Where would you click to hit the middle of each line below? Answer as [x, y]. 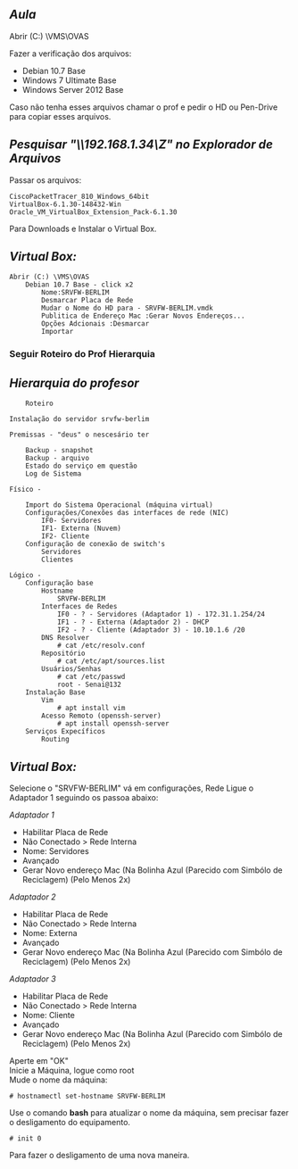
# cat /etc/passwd [91, 677]
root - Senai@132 [89, 685]
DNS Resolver [66, 638]
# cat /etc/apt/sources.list [111, 661]
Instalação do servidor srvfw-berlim [79, 419]
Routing [55, 740]
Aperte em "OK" [39, 1060]
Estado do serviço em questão [82, 466]
